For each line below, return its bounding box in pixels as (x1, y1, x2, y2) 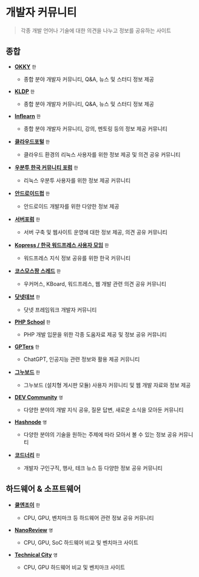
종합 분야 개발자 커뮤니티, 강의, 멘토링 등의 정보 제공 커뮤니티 (23, 125, 167, 132)
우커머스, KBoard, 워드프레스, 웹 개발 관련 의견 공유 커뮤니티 (23, 280, 167, 287)
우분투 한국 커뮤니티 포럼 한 (14, 164, 78, 171)
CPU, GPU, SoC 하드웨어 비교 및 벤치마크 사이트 (23, 539, 139, 546)
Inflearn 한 (14, 112, 41, 119)
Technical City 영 (14, 551, 58, 558)
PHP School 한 (14, 318, 51, 326)
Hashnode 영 (14, 418, 47, 425)
